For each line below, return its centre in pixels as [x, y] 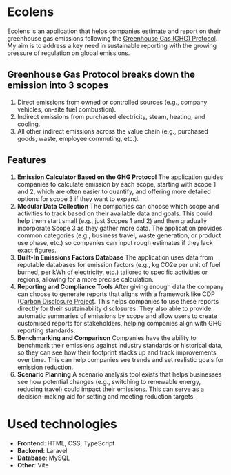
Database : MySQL [43, 458]
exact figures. [37, 250]
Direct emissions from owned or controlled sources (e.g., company [112, 102]
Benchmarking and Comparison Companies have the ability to [107, 337]
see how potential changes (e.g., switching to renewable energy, [109, 381]
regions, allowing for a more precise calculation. [85, 279]
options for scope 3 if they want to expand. [78, 199]
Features [27, 160]
